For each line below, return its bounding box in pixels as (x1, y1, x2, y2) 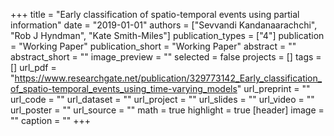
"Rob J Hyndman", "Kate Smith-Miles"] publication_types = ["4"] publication (10, 30, 325, 41)
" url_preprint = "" (236, 83, 311, 94)
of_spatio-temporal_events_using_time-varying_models (10, 83, 238, 94)
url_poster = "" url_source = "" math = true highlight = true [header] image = (10, 104, 325, 116)
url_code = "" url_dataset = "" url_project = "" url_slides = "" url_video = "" (10, 94, 315, 105)
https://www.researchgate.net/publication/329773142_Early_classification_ (14, 72, 323, 84)
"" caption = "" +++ (10, 115, 92, 126)
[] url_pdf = (10, 62, 57, 73)
